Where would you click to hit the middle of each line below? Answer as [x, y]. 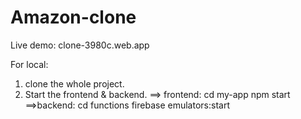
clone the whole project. [74, 83]
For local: [29, 64]
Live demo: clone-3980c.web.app [80, 45]
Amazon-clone [73, 17]
